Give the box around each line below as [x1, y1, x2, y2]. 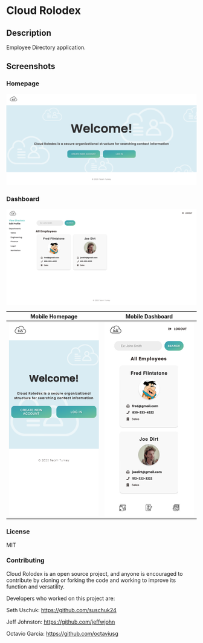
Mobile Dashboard [125, 312, 173, 320]
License [6, 527, 30, 536]
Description [6, 28, 51, 38]
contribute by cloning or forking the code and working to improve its [6, 576, 176, 584]
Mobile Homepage [30, 312, 78, 320]
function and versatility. [6, 582, 65, 590]
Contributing [6, 556, 45, 565]
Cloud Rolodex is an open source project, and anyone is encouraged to [6, 570, 183, 577]
